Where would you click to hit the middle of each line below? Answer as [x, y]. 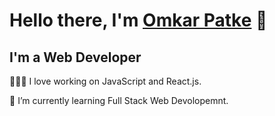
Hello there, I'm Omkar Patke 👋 [138, 20]
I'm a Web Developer [75, 57]
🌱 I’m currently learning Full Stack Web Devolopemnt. [119, 100]
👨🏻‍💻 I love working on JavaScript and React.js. [105, 81]
